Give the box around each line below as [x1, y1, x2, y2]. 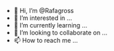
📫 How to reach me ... [13, 37, 78, 44]
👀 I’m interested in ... [13, 14, 73, 22]
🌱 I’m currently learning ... [13, 21, 88, 29]
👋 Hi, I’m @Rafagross [13, 7, 74, 14]
